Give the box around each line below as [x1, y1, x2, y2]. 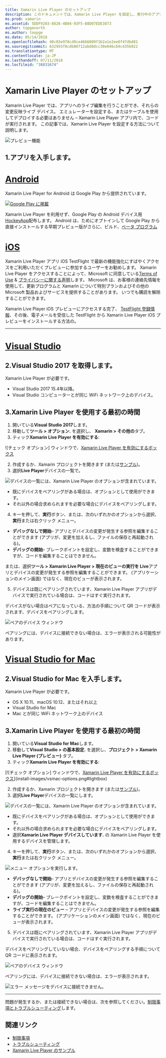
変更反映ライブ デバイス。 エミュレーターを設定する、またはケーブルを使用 [5, 109, 159, 115]
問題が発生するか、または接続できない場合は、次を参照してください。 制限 [5, 999, 157, 1005]
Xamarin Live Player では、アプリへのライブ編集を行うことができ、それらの [5, 102, 159, 109]
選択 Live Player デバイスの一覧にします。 [12, 792, 96, 798]
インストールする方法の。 [26, 318, 79, 324]
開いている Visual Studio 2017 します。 [12, 422, 90, 428]
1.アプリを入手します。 [5, 154, 75, 162]
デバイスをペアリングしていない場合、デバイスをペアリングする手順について [5, 946, 161, 952]
